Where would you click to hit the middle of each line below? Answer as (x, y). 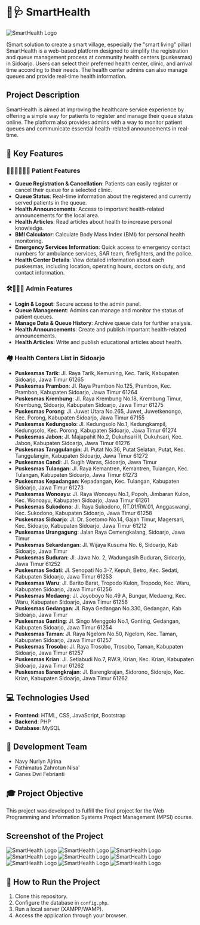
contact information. (40, 273)
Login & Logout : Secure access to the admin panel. (78, 304)
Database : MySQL (38, 728)
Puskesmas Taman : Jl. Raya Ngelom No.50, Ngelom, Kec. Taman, (96, 634)
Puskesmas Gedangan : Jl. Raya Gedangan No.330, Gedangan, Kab (98, 608)
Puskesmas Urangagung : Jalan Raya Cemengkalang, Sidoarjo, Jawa (100, 532)
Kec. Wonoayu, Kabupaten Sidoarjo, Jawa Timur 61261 (82, 500)
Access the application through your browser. (71, 915)
